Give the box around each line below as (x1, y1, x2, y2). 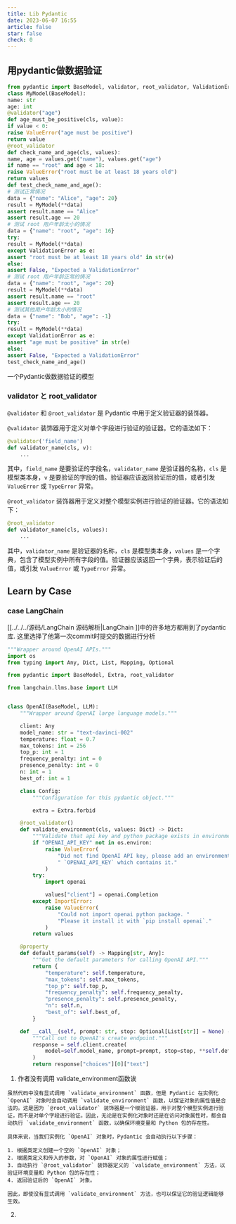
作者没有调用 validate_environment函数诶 (17, 1075, 137, 1083)
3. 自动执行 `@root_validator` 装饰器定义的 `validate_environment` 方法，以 (7, 1162, 225, 1169)
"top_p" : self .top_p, (44, 982, 109, 989)
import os (7, 652, 37, 659)
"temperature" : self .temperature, (44, 969, 146, 976)
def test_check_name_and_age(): (7, 182, 102, 189)
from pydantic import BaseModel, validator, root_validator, (7, 83, 190, 90)
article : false (7, 23, 52, 30)
